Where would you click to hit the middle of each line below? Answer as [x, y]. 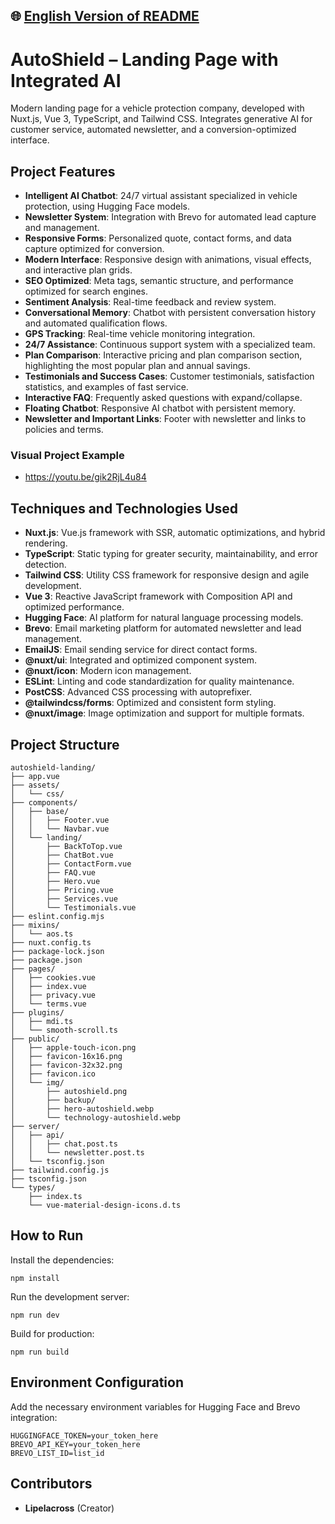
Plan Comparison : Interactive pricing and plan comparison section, [163, 355]
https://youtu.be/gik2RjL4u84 [85, 477]
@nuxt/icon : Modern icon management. [108, 671]
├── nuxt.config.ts [51, 943]
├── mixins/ [35, 925]
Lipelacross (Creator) [69, 1508]
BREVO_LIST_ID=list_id [57, 1453]
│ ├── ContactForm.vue [71, 864]
